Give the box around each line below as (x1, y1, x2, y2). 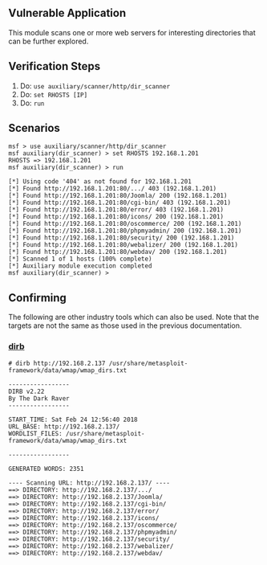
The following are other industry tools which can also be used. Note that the (8, 313, 259, 322)
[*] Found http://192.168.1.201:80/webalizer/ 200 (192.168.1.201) (8, 241, 239, 249)
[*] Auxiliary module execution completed (8, 262, 152, 270)
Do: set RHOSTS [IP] (19, 89, 88, 99)
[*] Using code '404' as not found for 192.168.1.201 (8, 178, 192, 186)
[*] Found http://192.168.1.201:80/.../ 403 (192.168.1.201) (8, 185, 217, 193)
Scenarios (8, 121, 60, 135)
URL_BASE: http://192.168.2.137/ (8, 422, 120, 431)
